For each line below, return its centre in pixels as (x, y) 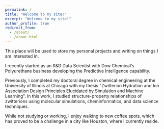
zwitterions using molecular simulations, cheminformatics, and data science (82, 101)
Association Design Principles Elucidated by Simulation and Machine (74, 91)
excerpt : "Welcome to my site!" (38, 19)
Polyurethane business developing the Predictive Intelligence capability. (78, 71)
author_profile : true (27, 23)
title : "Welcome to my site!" (36, 14)
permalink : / (18, 10)
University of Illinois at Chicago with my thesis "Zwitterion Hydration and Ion (82, 85)
